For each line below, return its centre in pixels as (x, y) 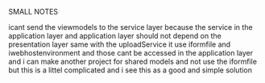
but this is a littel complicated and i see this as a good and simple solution (130, 70)
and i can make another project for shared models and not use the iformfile (133, 61)
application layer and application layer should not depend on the (115, 36)
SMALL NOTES (33, 12)
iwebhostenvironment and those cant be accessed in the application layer (131, 53)
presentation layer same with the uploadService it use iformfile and (120, 44)
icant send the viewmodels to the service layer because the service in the (130, 27)
